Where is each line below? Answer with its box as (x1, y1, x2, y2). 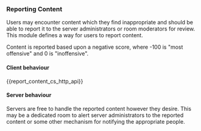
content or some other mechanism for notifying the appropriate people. (6, 118, 185, 125)
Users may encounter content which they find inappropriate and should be (6, 19, 194, 26)
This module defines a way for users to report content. (6, 32, 143, 39)
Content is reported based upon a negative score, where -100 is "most (6, 43, 183, 51)
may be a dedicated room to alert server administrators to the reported (6, 112, 184, 119)
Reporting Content (6, 5, 63, 13)
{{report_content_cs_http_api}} (6, 77, 83, 85)
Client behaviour (6, 63, 50, 71)
